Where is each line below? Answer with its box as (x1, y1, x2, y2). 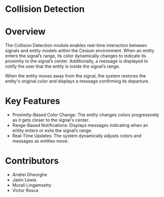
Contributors (5, 156, 59, 166)
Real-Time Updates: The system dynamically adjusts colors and (12, 133, 142, 139)
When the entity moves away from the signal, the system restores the (5, 73, 146, 79)
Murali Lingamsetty (12, 182, 52, 188)
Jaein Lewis (12, 177, 37, 183)
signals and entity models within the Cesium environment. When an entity (5, 48, 155, 54)
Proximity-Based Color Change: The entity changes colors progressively (12, 112, 159, 118)
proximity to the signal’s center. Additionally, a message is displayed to (5, 58, 149, 64)
